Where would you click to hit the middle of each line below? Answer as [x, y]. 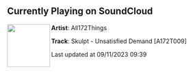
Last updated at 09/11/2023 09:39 [99, 54]
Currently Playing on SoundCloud [80, 11]
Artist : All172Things [79, 27]
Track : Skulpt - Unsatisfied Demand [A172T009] [119, 41]
